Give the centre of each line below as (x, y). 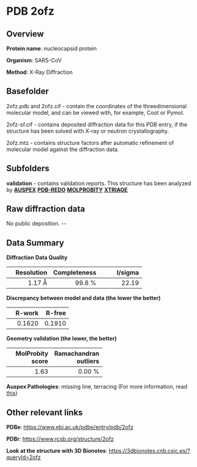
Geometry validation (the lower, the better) (62, 339)
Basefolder (28, 91)
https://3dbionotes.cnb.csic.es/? (149, 451)
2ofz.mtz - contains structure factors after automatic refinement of (90, 142)
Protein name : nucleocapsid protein (52, 48)
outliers (88, 361)
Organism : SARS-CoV (34, 60)
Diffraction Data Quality (37, 257)
